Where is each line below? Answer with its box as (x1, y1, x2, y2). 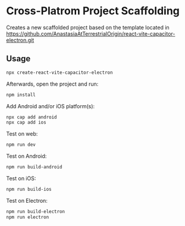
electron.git (6, 36, 35, 43)
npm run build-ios (6, 186, 52, 192)
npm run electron (6, 214, 49, 220)
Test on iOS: (6, 175, 36, 182)
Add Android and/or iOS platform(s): (6, 102, 95, 109)
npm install (6, 92, 36, 98)
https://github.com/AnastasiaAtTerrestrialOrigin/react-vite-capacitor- (6, 30, 175, 37)
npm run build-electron (6, 208, 65, 215)
